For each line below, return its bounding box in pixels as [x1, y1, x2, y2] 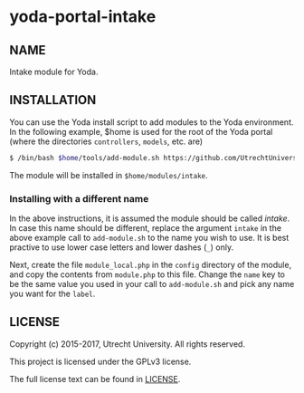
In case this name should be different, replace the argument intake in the [9, 222, 282, 233]
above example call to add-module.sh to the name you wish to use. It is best [9, 232, 290, 243]
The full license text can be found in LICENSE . [9, 373, 181, 384]
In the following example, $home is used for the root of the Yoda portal [9, 126, 273, 137]
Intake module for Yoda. [9, 66, 99, 77]
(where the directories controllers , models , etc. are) [9, 136, 204, 147]
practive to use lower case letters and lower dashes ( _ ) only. [9, 242, 233, 253]
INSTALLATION [9, 92, 97, 108]
